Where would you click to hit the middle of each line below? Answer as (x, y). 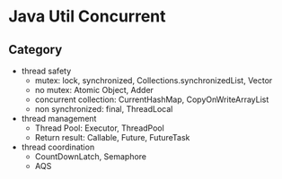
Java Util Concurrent (88, 17)
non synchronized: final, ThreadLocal (104, 109)
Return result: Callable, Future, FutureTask (112, 137)
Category (35, 50)
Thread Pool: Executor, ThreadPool (100, 128)
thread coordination (58, 147)
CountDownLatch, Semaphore (91, 157)
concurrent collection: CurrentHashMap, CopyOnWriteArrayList (152, 99)
